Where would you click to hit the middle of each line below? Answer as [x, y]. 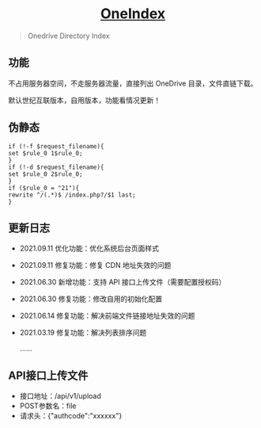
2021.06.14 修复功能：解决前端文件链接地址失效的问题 [107, 316]
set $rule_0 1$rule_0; [45, 153]
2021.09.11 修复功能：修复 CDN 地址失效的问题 [95, 266]
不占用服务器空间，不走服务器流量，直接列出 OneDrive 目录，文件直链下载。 [133, 83]
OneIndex [133, 14]
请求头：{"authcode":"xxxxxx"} [71, 416]
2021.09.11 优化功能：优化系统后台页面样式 [89, 248]
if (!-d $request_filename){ [56, 167]
